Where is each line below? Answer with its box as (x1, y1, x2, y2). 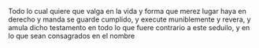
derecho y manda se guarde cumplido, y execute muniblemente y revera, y (8, 15, 251, 24)
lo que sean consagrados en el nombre (8, 31, 135, 40)
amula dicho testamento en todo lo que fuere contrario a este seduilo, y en (8, 23, 250, 32)
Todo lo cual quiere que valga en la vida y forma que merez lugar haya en (8, 7, 246, 15)
